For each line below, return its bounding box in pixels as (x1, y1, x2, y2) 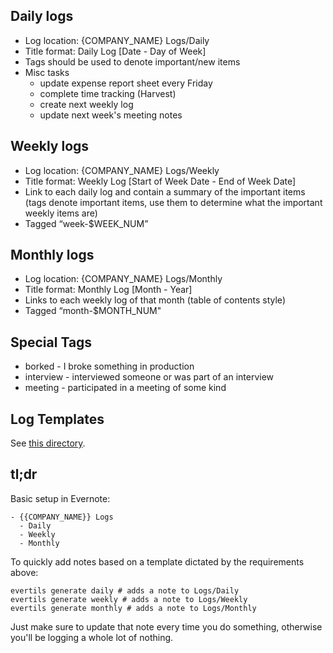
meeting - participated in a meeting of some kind (24, 382, 227, 394)
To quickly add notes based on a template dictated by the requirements (10, 555, 305, 568)
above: (10, 566, 39, 578)
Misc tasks (24, 66, 70, 78)
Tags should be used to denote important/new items (24, 55, 241, 68)
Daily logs (10, 8, 74, 25)
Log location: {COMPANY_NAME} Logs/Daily (24, 34, 210, 46)
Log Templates (10, 410, 105, 428)
